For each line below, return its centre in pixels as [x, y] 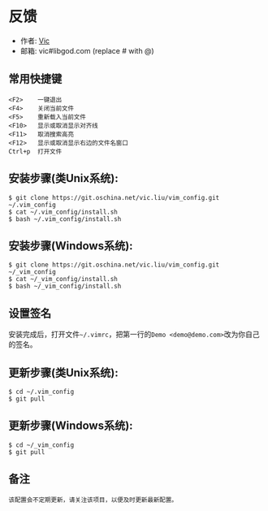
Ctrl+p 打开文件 [35, 151]
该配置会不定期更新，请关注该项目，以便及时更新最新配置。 [93, 500]
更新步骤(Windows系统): [71, 426]
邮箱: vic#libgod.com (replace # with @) [87, 50]
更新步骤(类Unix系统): [64, 372]
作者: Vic [35, 41]
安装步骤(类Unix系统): [64, 178]
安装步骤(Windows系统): [71, 246]
